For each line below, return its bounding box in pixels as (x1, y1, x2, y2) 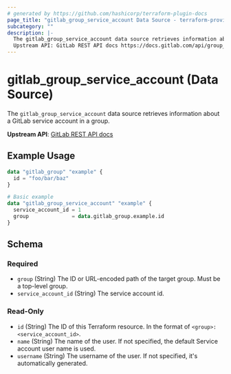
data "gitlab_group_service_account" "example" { (7, 200, 153, 207)
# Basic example (7, 194, 54, 201)
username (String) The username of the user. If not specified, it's (16, 351, 198, 360)
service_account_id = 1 (13, 206, 81, 214)
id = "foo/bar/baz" (13, 175, 69, 181)
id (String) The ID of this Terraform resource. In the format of (16, 322, 190, 331)
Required (7, 259, 38, 269)
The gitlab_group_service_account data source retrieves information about (7, 109, 220, 117)
